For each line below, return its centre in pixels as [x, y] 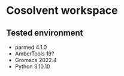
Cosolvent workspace [62, 11]
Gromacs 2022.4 [36, 60]
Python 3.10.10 [32, 66]
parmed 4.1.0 [31, 47]
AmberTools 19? [34, 54]
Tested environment [45, 33]
